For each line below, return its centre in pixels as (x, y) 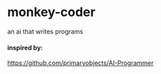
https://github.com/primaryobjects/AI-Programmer (80, 63)
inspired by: (25, 47)
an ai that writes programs (45, 31)
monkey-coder (52, 12)
